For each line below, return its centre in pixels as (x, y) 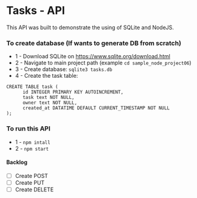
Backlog (17, 162)
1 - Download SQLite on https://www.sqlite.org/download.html (92, 56)
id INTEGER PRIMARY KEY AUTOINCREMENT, (73, 92)
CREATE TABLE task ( (33, 87)
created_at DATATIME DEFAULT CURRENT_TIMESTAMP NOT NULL (96, 108)
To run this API (28, 129)
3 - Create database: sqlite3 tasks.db (64, 69)
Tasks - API (36, 11)
